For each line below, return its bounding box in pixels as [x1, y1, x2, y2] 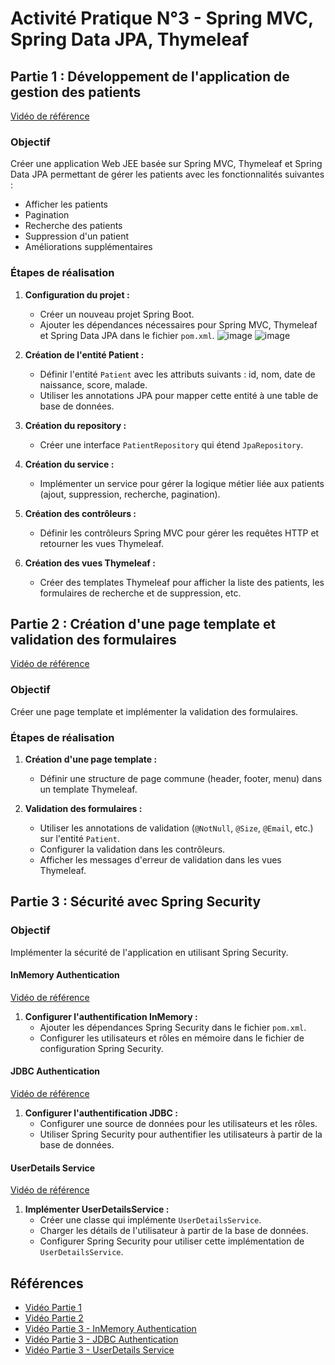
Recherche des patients [24, 220, 123, 232]
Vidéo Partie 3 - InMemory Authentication [24, 1323, 197, 1335]
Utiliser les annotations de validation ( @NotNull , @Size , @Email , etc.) [39, 822, 314, 834]
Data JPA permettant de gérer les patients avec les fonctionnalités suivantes [10, 168, 325, 181]
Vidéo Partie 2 [24, 1312, 84, 1324]
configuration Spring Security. [39, 1042, 164, 1054]
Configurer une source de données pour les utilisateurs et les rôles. [39, 1118, 318, 1130]
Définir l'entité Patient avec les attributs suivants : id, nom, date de [39, 368, 316, 380]
